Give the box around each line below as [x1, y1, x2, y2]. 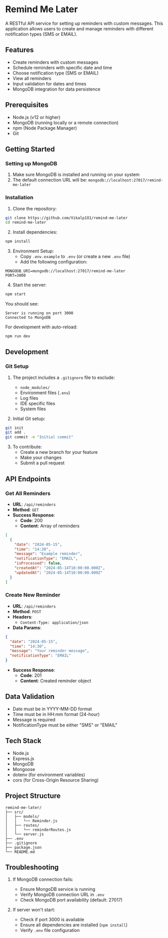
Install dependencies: [12, 229, 58, 235]
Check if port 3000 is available [20, 917, 85, 923]
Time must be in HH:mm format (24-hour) [12, 711, 100, 717]
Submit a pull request [20, 460, 65, 466]
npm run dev [5, 334, 30, 339]
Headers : [12, 614, 33, 620]
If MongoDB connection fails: [12, 876, 73, 882]
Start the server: [12, 282, 47, 288]
